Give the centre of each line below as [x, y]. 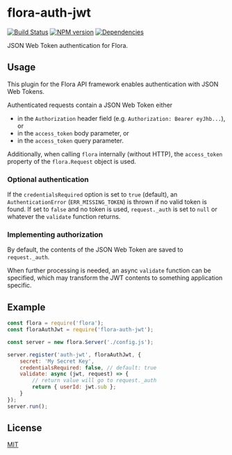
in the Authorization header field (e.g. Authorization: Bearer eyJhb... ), [121, 118]
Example [26, 307]
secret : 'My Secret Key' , [57, 361]
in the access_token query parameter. [70, 140]
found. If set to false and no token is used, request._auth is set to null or [112, 209]
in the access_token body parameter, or [73, 133]
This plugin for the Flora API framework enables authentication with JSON [113, 84]
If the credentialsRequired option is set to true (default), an [92, 195]
